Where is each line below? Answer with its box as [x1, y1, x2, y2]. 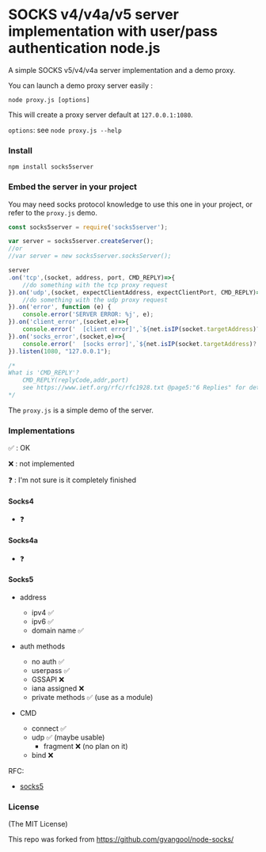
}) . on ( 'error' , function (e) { [8, 303, 112, 311]
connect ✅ [31, 723, 67, 733]
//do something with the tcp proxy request [22, 281, 169, 289]
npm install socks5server [8, 163, 93, 171]
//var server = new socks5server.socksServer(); [8, 252, 172, 261]
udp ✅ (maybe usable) [31, 732, 105, 742]
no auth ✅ [31, 656, 65, 666]
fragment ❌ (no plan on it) [43, 741, 128, 751]
